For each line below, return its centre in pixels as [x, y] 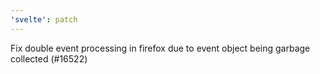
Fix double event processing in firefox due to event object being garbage [160, 48]
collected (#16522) [49, 58]
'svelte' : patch [44, 19]
